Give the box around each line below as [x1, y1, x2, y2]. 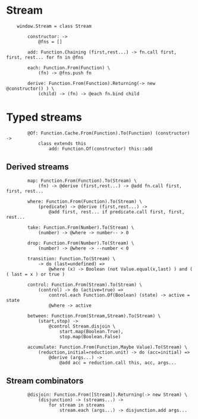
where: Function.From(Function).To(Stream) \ [27, 199, 143, 204]
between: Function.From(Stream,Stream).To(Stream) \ [27, 313, 161, 319]
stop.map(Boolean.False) [59, 333, 121, 339]
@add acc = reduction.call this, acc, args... [59, 360, 177, 366]
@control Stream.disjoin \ [48, 323, 116, 329]
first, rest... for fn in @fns [6, 54, 84, 60]
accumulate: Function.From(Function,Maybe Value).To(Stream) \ [27, 344, 187, 350]
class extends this [37, 140, 86, 146]
